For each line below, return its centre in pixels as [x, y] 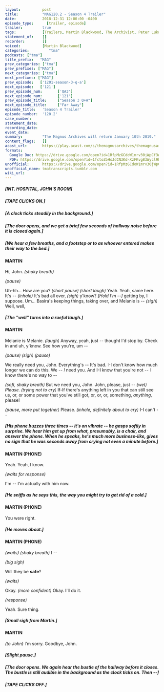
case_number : [18, 119]
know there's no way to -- [31, 375]
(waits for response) [25, 474]
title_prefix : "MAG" [28, 60]
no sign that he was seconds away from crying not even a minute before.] [82, 442]
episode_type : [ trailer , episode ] [46, 23]
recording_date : [21, 128]
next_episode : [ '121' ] [30, 87]
